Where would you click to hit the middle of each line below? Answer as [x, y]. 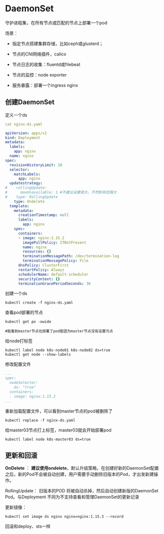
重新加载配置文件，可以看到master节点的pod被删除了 [59, 411]
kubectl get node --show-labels [38, 355]
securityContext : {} [39, 279]
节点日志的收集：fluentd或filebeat [46, 64]
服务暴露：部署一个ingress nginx [45, 85]
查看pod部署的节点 [24, 312]
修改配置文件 [18, 364]
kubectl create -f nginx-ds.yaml [39, 303]
